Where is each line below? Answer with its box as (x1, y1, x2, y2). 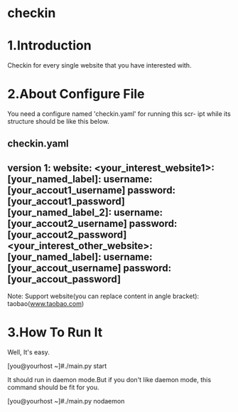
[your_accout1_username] (7, 184, 126, 196)
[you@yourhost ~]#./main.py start (7, 361, 107, 371)
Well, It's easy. (7, 348, 50, 356)
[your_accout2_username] (7, 217, 128, 229)
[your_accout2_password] (7, 228, 127, 241)
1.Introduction (7, 38, 92, 54)
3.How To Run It (7, 324, 103, 341)
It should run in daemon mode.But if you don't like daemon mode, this (7, 376, 212, 384)
